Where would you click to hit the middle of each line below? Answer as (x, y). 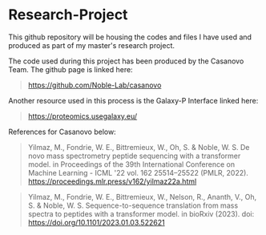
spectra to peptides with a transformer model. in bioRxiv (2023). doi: (141, 213)
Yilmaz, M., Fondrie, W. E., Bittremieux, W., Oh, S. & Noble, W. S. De (139, 147)
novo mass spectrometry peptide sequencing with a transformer (134, 156)
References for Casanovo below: (62, 132)
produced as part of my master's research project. (91, 45)
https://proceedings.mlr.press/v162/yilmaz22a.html (112, 181)
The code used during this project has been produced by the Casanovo (126, 61)
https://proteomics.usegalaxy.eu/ (83, 116)
